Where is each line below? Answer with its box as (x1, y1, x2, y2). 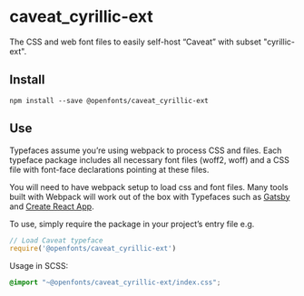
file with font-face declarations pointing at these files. (9, 164, 210, 175)
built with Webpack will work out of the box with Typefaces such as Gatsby (9, 191, 290, 202)
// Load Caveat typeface (9, 235, 103, 245)
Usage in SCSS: (9, 261, 69, 272)
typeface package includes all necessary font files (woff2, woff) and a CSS (9, 154, 290, 165)
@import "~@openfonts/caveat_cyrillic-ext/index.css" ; (9, 278, 221, 287)
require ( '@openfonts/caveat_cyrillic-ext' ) (9, 244, 177, 253)
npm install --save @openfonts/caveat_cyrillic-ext (9, 96, 209, 105)
